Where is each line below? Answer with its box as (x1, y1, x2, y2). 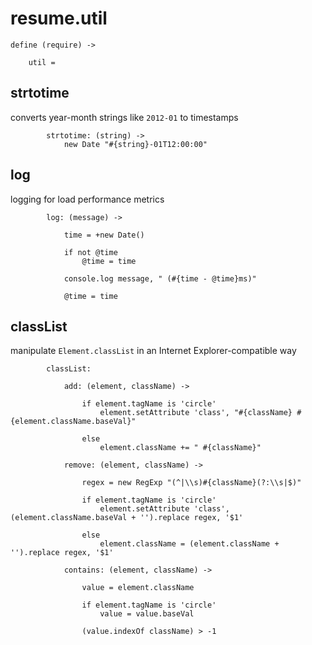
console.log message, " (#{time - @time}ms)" (63, 273, 257, 284)
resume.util (10, 7, 108, 30)
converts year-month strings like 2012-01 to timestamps (10, 111, 239, 123)
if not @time (63, 247, 118, 257)
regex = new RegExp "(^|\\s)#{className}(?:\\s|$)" (81, 478, 302, 488)
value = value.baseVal (99, 609, 195, 619)
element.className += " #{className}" (99, 443, 262, 453)
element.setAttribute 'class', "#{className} (99, 408, 293, 418)
